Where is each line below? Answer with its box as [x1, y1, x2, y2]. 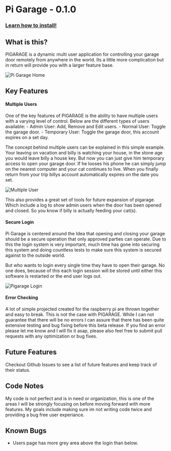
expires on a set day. [5, 134, 49, 140]
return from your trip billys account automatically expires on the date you [5, 171, 159, 177]
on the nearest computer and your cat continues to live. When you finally [5, 166, 159, 172]
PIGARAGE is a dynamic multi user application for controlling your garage [5, 51, 159, 57]
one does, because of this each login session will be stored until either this [5, 267, 162, 274]
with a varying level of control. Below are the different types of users [5, 118, 150, 124]
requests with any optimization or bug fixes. [5, 333, 97, 339]
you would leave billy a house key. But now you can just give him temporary [5, 155, 164, 161]
